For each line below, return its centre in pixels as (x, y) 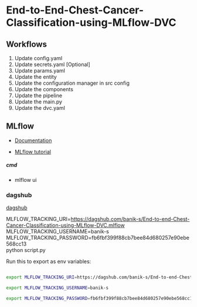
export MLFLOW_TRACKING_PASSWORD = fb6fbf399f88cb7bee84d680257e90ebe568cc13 (101, 298)
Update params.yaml (40, 70)
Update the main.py (38, 102)
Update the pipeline (38, 95)
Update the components (44, 89)
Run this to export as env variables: (49, 261)
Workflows (26, 44)
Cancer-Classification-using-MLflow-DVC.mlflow (65, 225)
